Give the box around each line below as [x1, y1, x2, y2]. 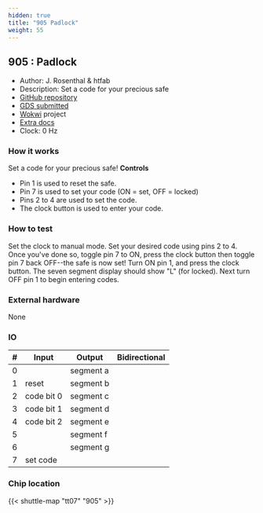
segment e [70, 416, 110, 427]
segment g [70, 442, 110, 453]
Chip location [8, 478, 60, 489]
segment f [70, 429, 108, 440]
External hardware [8, 294, 80, 305]
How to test [8, 223, 53, 234]
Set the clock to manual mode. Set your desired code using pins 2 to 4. [8, 241, 238, 251]
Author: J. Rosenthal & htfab [19, 76, 111, 86]
